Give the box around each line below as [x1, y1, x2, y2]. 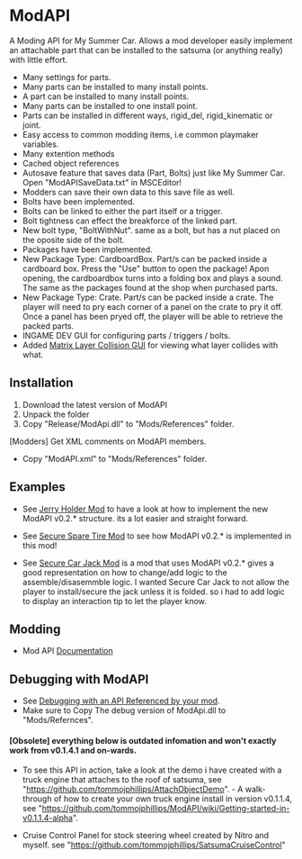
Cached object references [22, 158, 120, 168]
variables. [22, 139, 59, 149]
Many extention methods [22, 148, 115, 158]
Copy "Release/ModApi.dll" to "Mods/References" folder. [22, 418, 235, 429]
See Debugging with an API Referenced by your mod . [22, 695, 220, 707]
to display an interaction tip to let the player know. [22, 595, 207, 606]
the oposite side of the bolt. [22, 234, 125, 245]
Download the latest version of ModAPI [22, 399, 168, 410]
